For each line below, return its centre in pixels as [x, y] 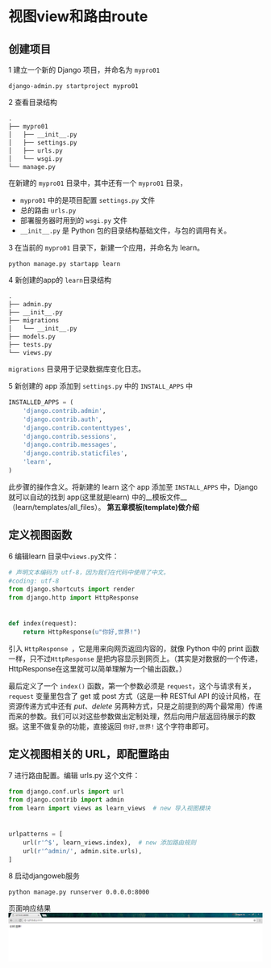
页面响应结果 [29, 908]
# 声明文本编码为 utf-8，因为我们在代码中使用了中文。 [89, 572]
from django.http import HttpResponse [73, 598]
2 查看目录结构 [33, 102]
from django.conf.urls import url [67, 791]
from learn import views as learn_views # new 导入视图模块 [110, 809]
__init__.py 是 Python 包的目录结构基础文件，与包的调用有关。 [125, 230]
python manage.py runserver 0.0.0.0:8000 [79, 892]
